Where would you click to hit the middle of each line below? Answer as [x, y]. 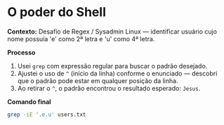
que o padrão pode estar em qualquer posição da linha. [98, 80]
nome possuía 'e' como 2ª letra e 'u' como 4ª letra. [81, 38]
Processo [21, 52]
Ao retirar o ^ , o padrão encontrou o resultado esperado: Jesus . [109, 88]
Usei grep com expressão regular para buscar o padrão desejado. [112, 66]
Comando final [29, 101]
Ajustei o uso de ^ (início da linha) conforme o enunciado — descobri [117, 73]
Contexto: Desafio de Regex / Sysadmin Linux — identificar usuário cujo [112, 31]
